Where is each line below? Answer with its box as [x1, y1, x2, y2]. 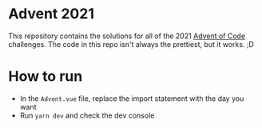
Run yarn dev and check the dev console [19, 111, 155, 120]
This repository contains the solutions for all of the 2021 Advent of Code [8, 31, 246, 41]
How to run [8, 68, 83, 86]
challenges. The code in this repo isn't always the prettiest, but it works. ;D [8, 39, 254, 48]
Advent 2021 [8, 5, 94, 23]
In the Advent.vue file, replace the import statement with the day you [19, 93, 244, 103]
